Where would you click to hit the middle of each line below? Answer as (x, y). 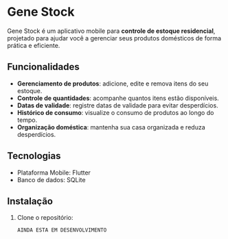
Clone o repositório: (45, 218)
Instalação (30, 201)
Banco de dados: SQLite (51, 179)
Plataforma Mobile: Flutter (54, 173)
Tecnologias (34, 156)
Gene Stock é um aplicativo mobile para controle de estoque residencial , (111, 31)
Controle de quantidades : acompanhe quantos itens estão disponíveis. (118, 98)
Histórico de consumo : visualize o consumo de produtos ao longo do (115, 112)
